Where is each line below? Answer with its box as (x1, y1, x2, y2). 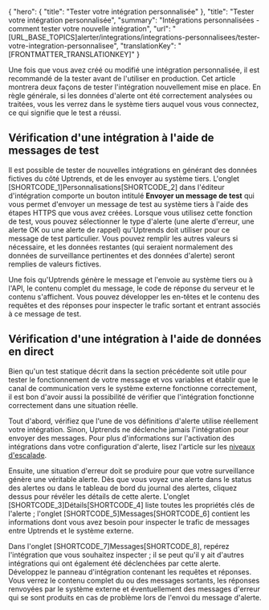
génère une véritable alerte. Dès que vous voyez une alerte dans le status (8, 474, 252, 484)
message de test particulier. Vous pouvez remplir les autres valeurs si (8, 233, 238, 243)
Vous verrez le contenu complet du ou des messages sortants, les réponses (8, 575, 260, 585)
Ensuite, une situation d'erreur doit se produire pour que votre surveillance (8, 466, 255, 476)
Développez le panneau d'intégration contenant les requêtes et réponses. (8, 567, 251, 576)
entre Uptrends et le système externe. (8, 526, 134, 535)
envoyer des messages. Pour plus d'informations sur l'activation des (8, 433, 235, 443)
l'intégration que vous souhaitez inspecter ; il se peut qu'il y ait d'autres (8, 550, 245, 559)
